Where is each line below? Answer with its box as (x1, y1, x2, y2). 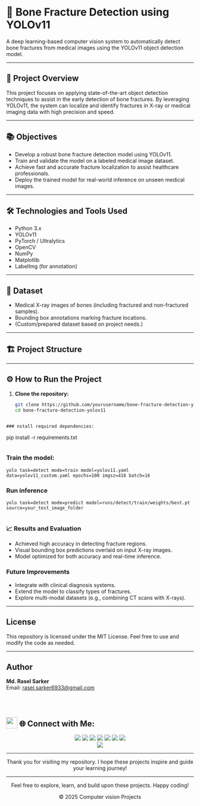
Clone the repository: (14, 390, 69, 397)
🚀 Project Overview (6, 73, 79, 84)
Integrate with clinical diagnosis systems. (14, 581, 116, 588)
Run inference (6, 486, 48, 495)
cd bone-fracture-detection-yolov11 (14, 407, 106, 413)
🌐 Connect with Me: (18, 718, 95, 728)
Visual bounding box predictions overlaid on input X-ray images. (14, 546, 173, 554)
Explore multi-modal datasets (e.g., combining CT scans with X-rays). (14, 594, 186, 601)
